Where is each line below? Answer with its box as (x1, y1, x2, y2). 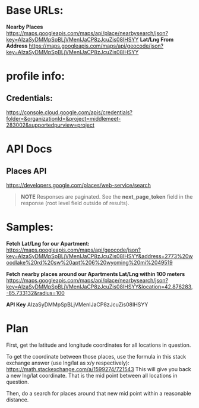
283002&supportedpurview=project (6, 121, 95, 128)
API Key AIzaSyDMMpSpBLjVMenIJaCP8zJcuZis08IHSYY (6, 301, 149, 308)
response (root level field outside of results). (20, 199, 129, 206)
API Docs (6, 142, 52, 156)
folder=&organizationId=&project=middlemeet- (6, 115, 121, 122)
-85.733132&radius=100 (6, 289, 65, 296)
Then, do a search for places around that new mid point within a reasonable (6, 390, 191, 397)
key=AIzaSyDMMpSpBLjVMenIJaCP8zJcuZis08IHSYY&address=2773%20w (6, 252, 193, 259)
